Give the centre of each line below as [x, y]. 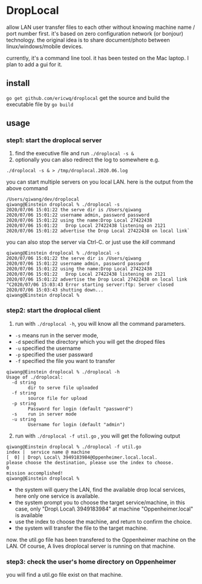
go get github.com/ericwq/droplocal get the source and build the [88, 98]
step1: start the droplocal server [54, 140]
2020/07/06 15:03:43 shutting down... [55, 290]
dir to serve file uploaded [63, 388]
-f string [24, 393]
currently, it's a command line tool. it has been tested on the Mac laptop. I [97, 58]
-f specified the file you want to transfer [65, 361]
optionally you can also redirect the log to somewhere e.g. [87, 160]
